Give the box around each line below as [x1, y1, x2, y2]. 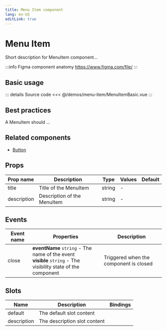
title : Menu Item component [5, 7, 64, 12]
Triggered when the [103, 254, 150, 261]
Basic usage [5, 78, 44, 87]
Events [5, 215, 27, 224]
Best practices [5, 106, 51, 114]
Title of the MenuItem [39, 184, 89, 191]
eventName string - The [32, 245, 92, 251]
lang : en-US [5, 12, 30, 17]
